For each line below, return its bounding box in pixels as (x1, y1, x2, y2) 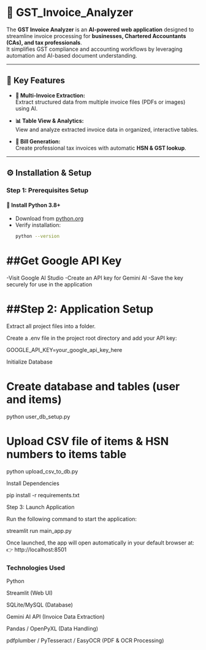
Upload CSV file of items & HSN (6, 435, 169, 448)
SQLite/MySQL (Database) (6, 601, 74, 609)
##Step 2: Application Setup (6, 302, 154, 316)
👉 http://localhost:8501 (6, 546, 67, 553)
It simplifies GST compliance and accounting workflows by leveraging (6, 45, 183, 53)
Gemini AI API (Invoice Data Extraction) (6, 613, 105, 621)
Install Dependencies (6, 480, 59, 487)
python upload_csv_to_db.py (6, 467, 78, 475)
